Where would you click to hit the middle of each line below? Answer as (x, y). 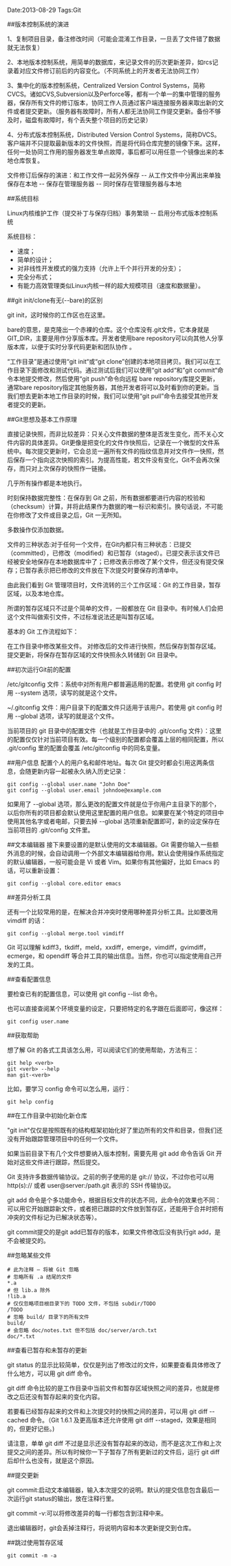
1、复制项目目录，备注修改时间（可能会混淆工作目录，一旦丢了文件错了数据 (114, 39)
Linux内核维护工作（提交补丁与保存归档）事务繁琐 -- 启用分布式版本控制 (110, 213)
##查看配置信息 (29, 979)
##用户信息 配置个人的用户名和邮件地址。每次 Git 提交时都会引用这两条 (108, 763)
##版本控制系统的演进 (38, 24)
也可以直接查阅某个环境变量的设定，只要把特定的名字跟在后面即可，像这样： (115, 1008)
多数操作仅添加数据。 (37, 530)
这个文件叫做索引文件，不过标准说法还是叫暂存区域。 (82, 617)
